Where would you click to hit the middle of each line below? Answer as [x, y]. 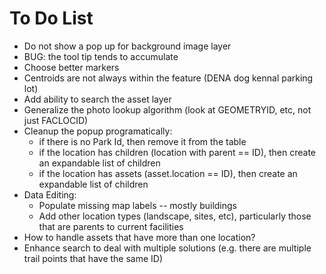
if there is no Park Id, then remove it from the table [142, 141]
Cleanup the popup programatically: [98, 131]
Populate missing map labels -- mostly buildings [138, 205]
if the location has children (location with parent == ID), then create [177, 152]
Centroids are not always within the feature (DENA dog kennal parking [168, 78]
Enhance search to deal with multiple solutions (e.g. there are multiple [167, 248]
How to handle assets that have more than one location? [139, 237]
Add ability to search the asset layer [97, 99]
